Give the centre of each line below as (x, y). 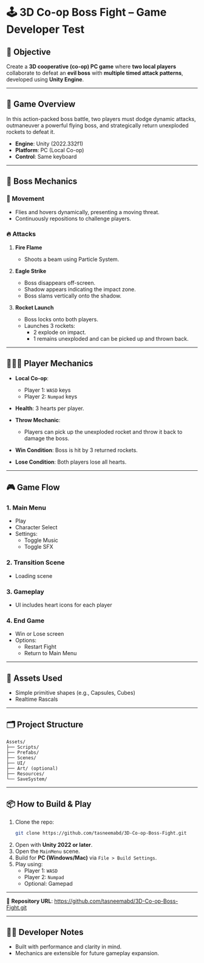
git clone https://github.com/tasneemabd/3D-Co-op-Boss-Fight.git (101, 833)
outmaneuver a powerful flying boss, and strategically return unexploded (98, 125)
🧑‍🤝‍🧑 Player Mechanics (50, 363)
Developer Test (46, 30)
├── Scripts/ (23, 747)
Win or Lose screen (39, 634)
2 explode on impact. (59, 332)
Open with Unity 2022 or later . (54, 844)
